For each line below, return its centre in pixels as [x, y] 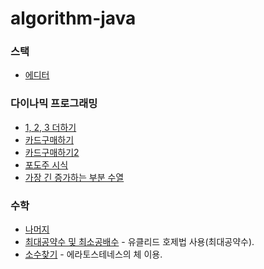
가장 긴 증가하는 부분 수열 [74, 177]
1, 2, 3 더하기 [50, 127]
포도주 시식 [46, 164]
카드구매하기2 [52, 152]
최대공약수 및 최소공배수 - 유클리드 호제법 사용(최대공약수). [139, 242]
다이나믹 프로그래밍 [54, 104]
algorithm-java [73, 18]
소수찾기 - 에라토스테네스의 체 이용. [93, 254]
